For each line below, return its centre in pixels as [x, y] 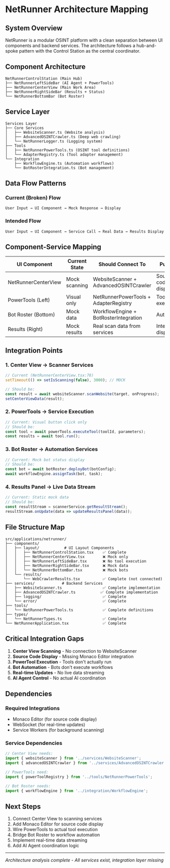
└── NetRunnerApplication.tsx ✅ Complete [66, 623]
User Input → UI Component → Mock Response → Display [63, 208]
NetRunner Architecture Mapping [77, 9]
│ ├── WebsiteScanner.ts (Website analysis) [55, 132]
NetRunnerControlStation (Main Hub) [44, 79]
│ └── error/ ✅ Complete [66, 601]
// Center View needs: [29, 753]
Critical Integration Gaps [45, 639]
